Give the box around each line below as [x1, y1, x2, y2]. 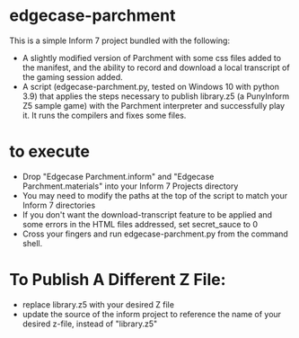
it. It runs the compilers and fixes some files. [22, 110, 187, 120]
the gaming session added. [22, 71, 123, 82]
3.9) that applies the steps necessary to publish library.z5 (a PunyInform [22, 91, 290, 102]
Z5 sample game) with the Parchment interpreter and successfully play [22, 100, 286, 111]
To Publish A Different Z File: [9, 270, 226, 290]
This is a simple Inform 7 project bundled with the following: [9, 35, 231, 46]
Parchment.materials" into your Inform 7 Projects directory [22, 181, 239, 191]
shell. [22, 237, 43, 248]
